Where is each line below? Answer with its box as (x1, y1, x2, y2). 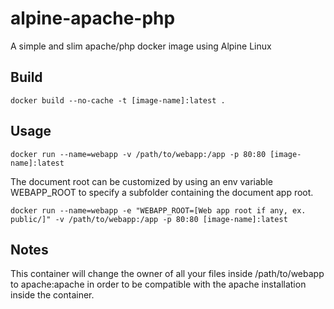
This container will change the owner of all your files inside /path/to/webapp (10, 268, 325, 280)
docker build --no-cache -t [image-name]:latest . (10, 95, 226, 106)
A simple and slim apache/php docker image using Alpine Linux (10, 40, 272, 52)
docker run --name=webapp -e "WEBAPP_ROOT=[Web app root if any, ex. (10, 205, 307, 216)
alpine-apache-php (10, 7, 176, 30)
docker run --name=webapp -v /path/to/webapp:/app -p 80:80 (10, 149, 267, 159)
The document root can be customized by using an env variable (10, 175, 273, 187)
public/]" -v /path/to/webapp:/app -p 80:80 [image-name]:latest (10, 214, 288, 224)
